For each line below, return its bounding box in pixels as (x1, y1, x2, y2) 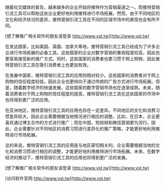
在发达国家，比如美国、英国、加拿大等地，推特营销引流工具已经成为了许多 (5, 44, 156, 49)
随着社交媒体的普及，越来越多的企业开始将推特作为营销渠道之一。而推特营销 (5, 4, 160, 10)
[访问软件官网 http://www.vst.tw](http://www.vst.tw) (5, 176, 111, 181)
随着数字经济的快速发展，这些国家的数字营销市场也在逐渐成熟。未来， (13, 85, 156, 90)
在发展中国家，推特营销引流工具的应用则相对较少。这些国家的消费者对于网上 (5, 73, 160, 78)
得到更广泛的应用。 (13, 97, 53, 103)
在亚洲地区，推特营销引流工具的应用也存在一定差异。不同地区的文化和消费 (5, 107, 156, 113)
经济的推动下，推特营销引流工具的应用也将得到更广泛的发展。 (5, 155, 130, 160)
